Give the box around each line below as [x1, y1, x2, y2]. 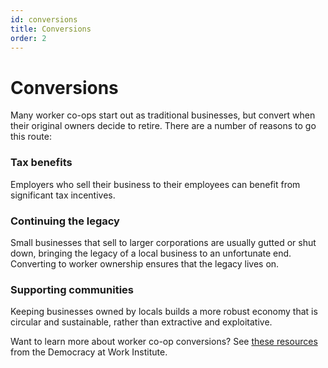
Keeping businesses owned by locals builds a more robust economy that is [10, 306, 318, 318]
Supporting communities [10, 282, 135, 296]
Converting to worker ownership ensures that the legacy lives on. [10, 257, 280, 270]
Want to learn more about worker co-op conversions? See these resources [10, 336, 318, 348]
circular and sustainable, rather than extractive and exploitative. [10, 316, 273, 328]
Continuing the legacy [10, 214, 120, 228]
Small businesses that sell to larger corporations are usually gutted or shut [10, 236, 317, 248]
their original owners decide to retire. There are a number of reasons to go [10, 120, 317, 132]
